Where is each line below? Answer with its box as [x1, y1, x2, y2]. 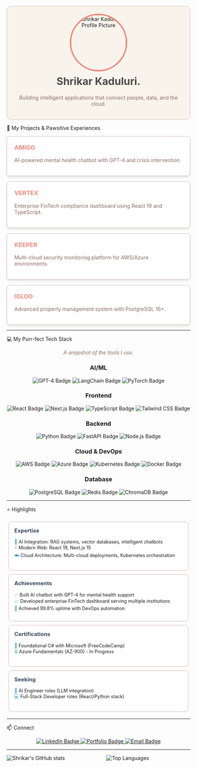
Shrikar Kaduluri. [56, 75, 141, 88]
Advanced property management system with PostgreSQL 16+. [14, 305, 166, 312]
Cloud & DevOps [75, 448, 122, 456]
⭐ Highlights [6, 505, 36, 513]
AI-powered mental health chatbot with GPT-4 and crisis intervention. [14, 157, 181, 164]
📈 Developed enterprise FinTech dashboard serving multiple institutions [14, 598, 171, 604]
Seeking [14, 676, 36, 683]
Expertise [14, 527, 40, 534]
